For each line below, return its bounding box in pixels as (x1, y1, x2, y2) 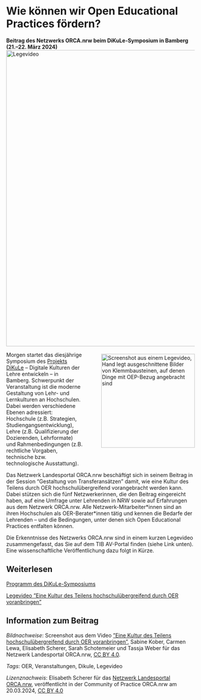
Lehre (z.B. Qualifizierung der (6, 428, 79, 435)
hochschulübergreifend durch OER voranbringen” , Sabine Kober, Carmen (6, 638, 186, 645)
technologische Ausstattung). (6, 460, 79, 467)
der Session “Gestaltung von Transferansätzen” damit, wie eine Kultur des (6, 478, 189, 485)
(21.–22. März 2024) (6, 43, 58, 50)
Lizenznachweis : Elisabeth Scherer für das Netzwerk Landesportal (6, 674, 170, 681)
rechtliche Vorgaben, (6, 446, 58, 454)
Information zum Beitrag (6, 616, 99, 626)
